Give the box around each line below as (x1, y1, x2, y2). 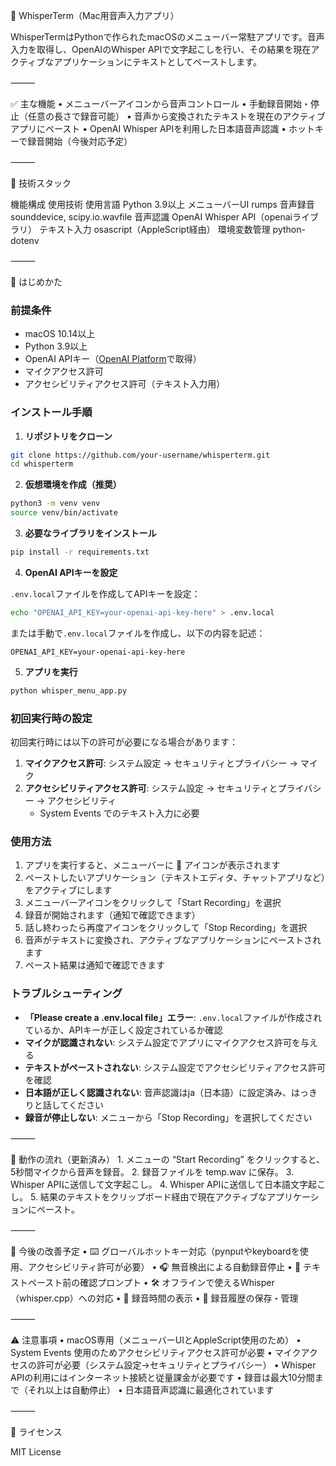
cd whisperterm (10, 459, 74, 469)
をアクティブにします (24, 884, 113, 896)
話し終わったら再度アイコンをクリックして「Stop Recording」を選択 (24, 922, 308, 934)
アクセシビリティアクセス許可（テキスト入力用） (24, 378, 226, 390)
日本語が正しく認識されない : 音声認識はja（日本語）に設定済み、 (24, 1086, 292, 1098)
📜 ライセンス (10, 1425, 63, 1438)
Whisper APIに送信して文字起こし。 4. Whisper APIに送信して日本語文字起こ (10, 1178, 326, 1190)
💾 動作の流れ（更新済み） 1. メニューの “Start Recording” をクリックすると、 (10, 1153, 326, 1165)
